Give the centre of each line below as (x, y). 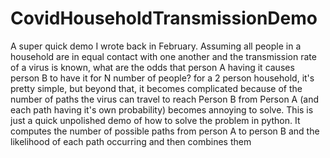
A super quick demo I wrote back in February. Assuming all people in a (156, 46)
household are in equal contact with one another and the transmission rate (163, 56)
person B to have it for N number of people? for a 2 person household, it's (162, 78)
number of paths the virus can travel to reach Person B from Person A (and (165, 99)
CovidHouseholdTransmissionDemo (164, 18)
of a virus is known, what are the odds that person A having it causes (152, 67)
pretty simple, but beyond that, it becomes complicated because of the (156, 88)
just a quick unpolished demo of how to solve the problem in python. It (155, 120)
